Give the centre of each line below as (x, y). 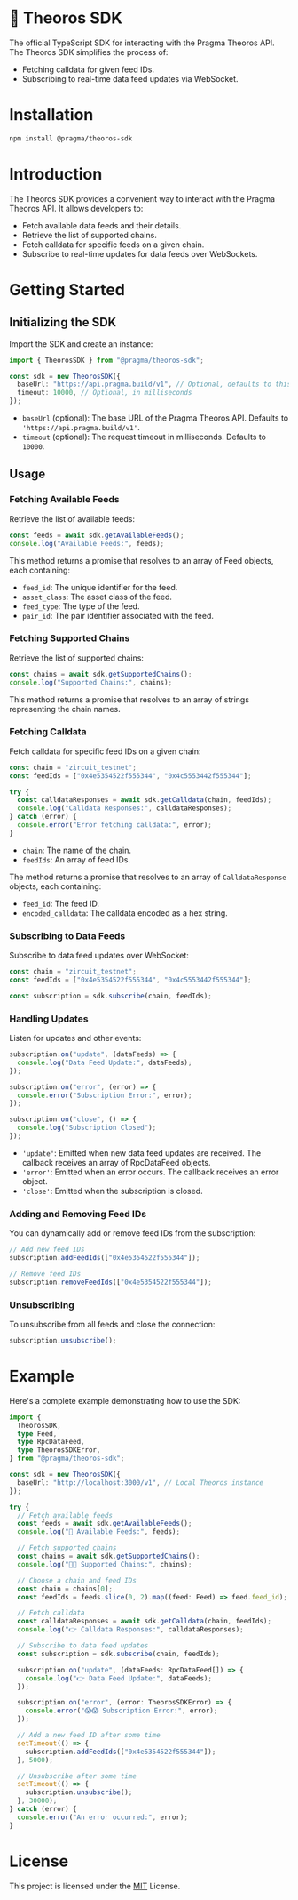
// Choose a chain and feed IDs (77, 1580)
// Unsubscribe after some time (77, 1776)
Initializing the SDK (63, 322)
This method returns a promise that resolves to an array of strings (129, 699)
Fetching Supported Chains (70, 638)
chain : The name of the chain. (76, 850)
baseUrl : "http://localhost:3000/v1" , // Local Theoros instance (141, 1483)
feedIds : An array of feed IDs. (76, 859)
